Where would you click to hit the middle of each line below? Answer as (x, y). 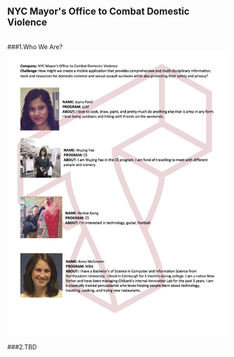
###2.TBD (22, 347)
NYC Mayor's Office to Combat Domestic (98, 12)
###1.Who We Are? (35, 47)
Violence (27, 23)
